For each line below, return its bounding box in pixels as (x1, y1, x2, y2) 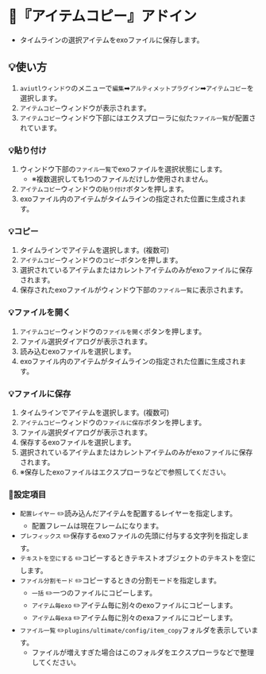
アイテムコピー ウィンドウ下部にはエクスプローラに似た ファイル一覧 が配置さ (19, 113, 256, 122)
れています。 (19, 122, 61, 132)
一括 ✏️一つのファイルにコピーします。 (31, 588, 157, 598)
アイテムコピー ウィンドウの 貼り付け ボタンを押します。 (19, 184, 189, 194)
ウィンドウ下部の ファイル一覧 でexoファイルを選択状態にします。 (19, 165, 227, 174)
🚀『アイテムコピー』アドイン (8, 7, 197, 25)
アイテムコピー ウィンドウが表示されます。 (19, 103, 151, 112)
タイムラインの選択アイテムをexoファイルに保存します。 (19, 35, 204, 45)
